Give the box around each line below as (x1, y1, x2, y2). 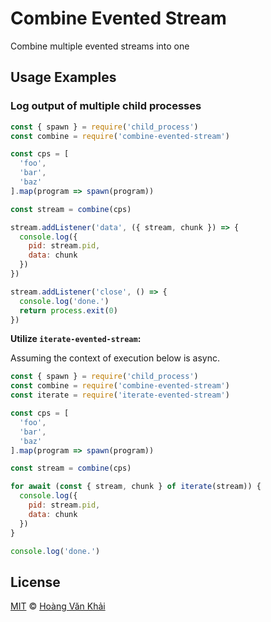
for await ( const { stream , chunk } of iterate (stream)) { (10, 482, 262, 492)
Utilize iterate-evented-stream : (10, 333, 142, 345)
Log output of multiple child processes (10, 99, 202, 113)
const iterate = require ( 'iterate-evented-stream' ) (10, 390, 230, 401)
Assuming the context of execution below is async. (10, 352, 221, 364)
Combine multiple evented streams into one (10, 40, 190, 52)
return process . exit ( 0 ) (19, 305, 118, 316)
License (10, 573, 61, 591)
